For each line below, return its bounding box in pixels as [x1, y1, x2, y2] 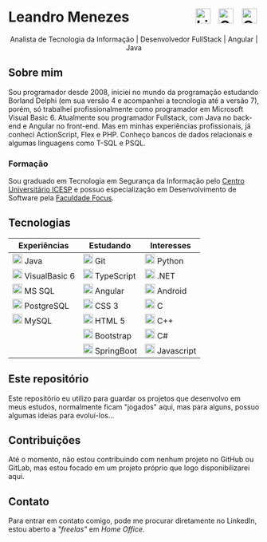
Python [156, 255, 184, 267]
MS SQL [24, 285, 55, 296]
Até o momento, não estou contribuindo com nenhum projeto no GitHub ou [8, 455, 254, 465]
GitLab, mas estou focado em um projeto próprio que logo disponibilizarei [8, 463, 250, 473]
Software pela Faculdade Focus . [8, 193, 114, 203]
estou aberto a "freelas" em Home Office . [8, 524, 145, 534]
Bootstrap [94, 330, 132, 341]
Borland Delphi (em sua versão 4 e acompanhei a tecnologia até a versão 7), [8, 96, 260, 105]
